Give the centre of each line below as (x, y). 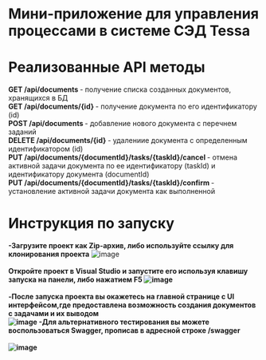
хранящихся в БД (38, 98)
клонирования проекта (49, 254)
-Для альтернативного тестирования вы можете (124, 322)
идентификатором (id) (46, 149)
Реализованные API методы (107, 67)
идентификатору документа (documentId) (79, 174)
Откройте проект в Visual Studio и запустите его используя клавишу (128, 271)
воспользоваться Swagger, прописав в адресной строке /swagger (124, 330)
